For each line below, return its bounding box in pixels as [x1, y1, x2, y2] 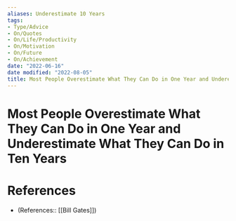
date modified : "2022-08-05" [7, 69, 93, 76]
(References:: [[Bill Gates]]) [17, 206, 97, 214]
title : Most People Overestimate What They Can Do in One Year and [7, 75, 209, 83]
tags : [7, 17, 23, 24]
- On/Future [7, 50, 42, 57]
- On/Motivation [7, 43, 55, 50]
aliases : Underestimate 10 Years [7, 10, 105, 18]
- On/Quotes [7, 29, 42, 37]
